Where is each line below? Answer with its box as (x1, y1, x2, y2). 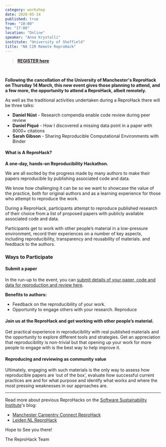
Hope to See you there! (5, 427, 52, 433)
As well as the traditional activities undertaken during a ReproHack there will (5, 97, 161, 103)
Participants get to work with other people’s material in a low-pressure (5, 225, 148, 231)
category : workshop (5, 7, 45, 12)
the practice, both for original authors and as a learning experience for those (5, 190, 161, 196)
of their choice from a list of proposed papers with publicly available (5, 210, 144, 216)
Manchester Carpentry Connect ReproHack (12, 412, 101, 418)
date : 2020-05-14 (5, 12, 41, 17)
